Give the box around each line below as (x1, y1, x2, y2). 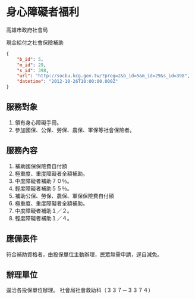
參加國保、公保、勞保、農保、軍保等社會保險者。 (14, 126, 135, 133)
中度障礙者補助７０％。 (14, 177, 73, 185)
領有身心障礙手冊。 (14, 119, 62, 126)
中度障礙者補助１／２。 (14, 207, 73, 214)
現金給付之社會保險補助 (6, 39, 64, 46)
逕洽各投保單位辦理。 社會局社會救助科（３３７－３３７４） (6, 286, 153, 294)
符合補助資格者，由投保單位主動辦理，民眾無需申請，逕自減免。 (6, 251, 162, 258)
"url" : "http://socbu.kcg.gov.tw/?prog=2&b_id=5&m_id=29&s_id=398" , (17, 73, 190, 79)
